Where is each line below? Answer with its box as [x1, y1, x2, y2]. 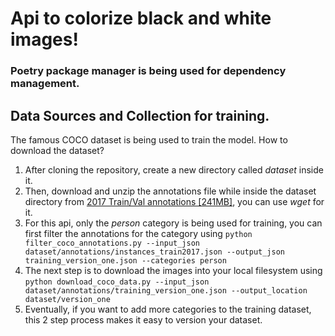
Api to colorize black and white [10, 7, 272, 30]
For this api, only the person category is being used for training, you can [24, 217, 323, 229]
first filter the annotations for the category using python [24, 227, 253, 239]
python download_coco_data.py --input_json [24, 277, 210, 287]
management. [10, 77, 80, 91]
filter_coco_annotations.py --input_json [24, 238, 200, 248]
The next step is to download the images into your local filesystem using [24, 264, 323, 276]
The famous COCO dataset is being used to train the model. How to [10, 133, 288, 146]
